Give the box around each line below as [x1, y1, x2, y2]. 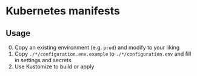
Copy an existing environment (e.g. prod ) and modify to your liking [14, 44, 180, 51]
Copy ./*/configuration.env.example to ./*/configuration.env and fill [14, 50, 192, 57]
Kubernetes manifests [5, 4, 121, 18]
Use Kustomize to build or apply [14, 63, 95, 70]
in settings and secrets [14, 57, 72, 63]
